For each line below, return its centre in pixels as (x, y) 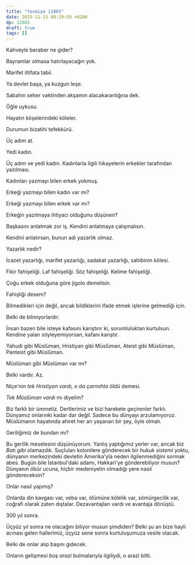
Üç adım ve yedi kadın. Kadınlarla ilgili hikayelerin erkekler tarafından (89, 163)
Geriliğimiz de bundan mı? (37, 433)
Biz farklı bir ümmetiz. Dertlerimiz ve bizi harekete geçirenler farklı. (86, 409)
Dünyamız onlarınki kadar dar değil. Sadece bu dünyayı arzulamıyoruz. (91, 415)
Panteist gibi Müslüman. (35, 352)
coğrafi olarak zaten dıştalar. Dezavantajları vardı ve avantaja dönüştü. (91, 504)
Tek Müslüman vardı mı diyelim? (45, 398)
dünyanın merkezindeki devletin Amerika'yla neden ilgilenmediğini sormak (95, 457)
